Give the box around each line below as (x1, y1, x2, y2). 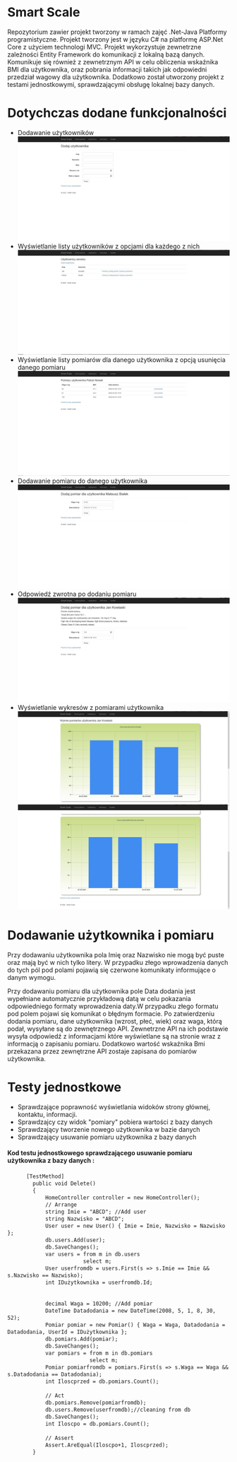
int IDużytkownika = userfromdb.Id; (44, 1279, 153, 1287)
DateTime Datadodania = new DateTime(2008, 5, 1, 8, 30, (44, 1307, 217, 1315)
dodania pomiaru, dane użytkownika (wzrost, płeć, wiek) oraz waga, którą (7, 1017, 222, 1025)
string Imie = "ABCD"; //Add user (44, 1208, 147, 1216)
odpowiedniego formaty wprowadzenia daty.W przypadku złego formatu (7, 1002, 219, 1010)
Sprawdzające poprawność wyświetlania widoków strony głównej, (17, 1102, 210, 1111)
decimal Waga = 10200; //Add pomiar (44, 1300, 153, 1308)
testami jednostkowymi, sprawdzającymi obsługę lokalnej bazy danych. (7, 80, 215, 88)
